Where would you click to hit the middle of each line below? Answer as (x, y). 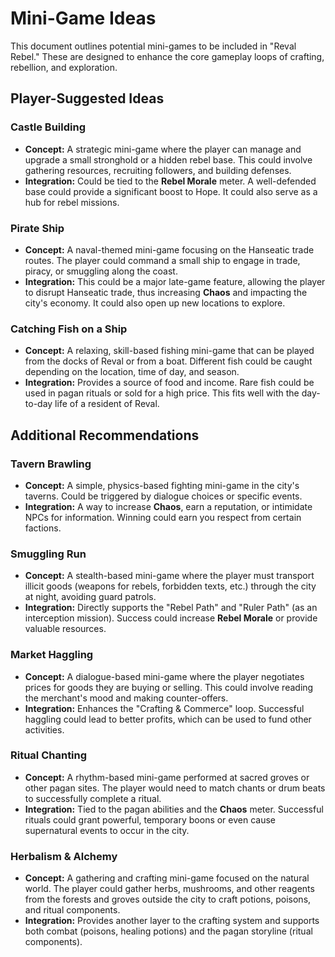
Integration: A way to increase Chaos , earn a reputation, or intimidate (168, 506)
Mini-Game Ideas (83, 18)
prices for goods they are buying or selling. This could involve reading (169, 687)
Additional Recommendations (105, 435)
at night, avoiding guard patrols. (90, 597)
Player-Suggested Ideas (87, 98)
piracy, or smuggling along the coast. (101, 271)
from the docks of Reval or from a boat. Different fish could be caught (168, 361)
